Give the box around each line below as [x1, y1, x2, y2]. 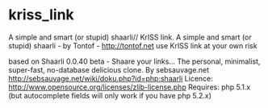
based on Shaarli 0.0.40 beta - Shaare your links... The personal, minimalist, [8, 56, 261, 66]
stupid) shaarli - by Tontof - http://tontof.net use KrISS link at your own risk [8, 40, 258, 50]
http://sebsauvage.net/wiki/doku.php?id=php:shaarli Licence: [8, 73, 214, 83]
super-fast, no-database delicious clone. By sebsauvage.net [8, 64, 210, 74]
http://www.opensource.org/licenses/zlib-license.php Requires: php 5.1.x [8, 82, 251, 92]
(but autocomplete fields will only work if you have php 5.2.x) [8, 90, 211, 100]
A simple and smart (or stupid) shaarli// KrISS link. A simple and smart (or [8, 32, 252, 42]
